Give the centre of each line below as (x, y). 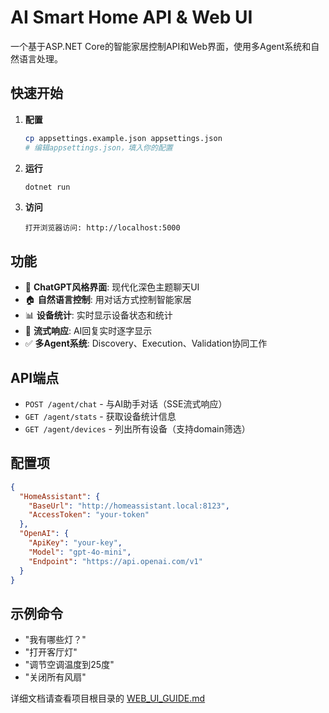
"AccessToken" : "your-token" (89, 515)
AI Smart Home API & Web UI (131, 17)
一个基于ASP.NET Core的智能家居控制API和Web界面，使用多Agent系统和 (161, 46)
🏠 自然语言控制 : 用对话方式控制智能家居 (108, 300)
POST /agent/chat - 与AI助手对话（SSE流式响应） (126, 404)
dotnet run (47, 187)
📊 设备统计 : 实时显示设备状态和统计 (98, 315)
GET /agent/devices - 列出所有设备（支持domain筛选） (137, 429)
